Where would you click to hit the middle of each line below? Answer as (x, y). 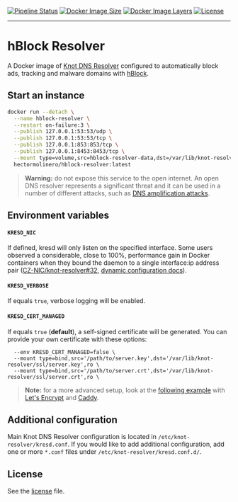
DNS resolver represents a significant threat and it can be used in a (123, 186)
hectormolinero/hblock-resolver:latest (73, 164)
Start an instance (46, 96)
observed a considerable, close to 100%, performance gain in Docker (109, 256)
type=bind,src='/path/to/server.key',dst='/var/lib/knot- (126, 358)
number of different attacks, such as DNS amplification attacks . (117, 193)
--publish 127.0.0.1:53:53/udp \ (63, 132)
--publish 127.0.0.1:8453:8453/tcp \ (69, 152)
